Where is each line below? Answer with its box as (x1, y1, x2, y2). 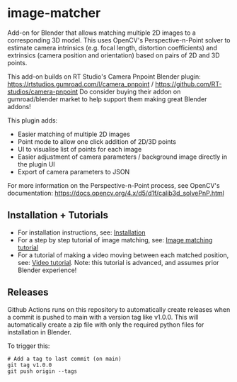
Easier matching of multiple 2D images (17, 130, 131, 138)
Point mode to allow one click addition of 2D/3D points (17, 137, 177, 146)
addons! (7, 102, 32, 111)
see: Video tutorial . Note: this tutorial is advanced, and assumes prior (17, 258, 219, 266)
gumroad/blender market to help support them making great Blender (7, 94, 207, 103)
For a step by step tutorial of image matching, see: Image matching (17, 235, 213, 244)
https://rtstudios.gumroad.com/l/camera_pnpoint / (7, 79, 154, 88)
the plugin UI (17, 159, 55, 168)
